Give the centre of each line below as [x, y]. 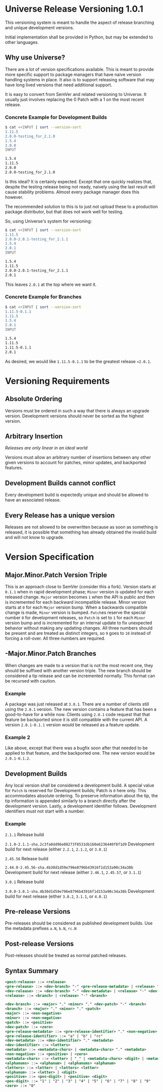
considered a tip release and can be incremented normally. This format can [80, 676]
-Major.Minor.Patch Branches [51, 654]
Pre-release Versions [38, 911]
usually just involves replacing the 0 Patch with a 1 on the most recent [74, 99]
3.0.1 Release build [24, 882]
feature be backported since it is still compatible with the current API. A [76, 720]
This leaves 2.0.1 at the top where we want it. [51, 284]
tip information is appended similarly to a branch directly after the [70, 801]
